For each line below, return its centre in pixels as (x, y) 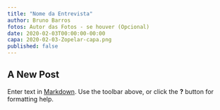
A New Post (33, 75)
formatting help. (31, 99)
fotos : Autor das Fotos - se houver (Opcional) (79, 27)
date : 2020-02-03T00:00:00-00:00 (56, 33)
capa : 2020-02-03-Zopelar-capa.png (60, 40)
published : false (33, 46)
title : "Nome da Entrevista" (50, 14)
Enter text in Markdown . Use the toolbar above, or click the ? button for (110, 91)
